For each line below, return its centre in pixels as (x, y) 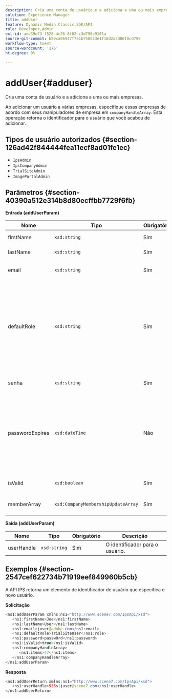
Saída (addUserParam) (30, 523)
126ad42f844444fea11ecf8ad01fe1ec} (68, 148)
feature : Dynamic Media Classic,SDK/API (49, 24)
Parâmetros (24, 192)
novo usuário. (20, 595)
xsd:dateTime (70, 433)
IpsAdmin (22, 160)
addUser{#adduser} (49, 83)
